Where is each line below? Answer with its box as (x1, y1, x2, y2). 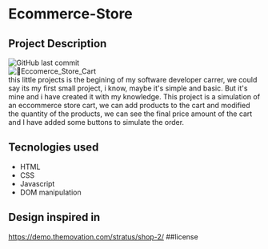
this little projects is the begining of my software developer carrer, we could (8, 75, 258, 84)
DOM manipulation (19, 187, 82, 197)
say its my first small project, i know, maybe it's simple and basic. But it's (8, 83, 248, 93)
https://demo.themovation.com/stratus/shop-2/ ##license (8, 231, 198, 241)
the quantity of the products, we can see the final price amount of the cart (8, 109, 253, 118)
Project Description (8, 37, 107, 50)
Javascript (19, 179, 55, 188)
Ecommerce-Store (8, 5, 134, 23)
